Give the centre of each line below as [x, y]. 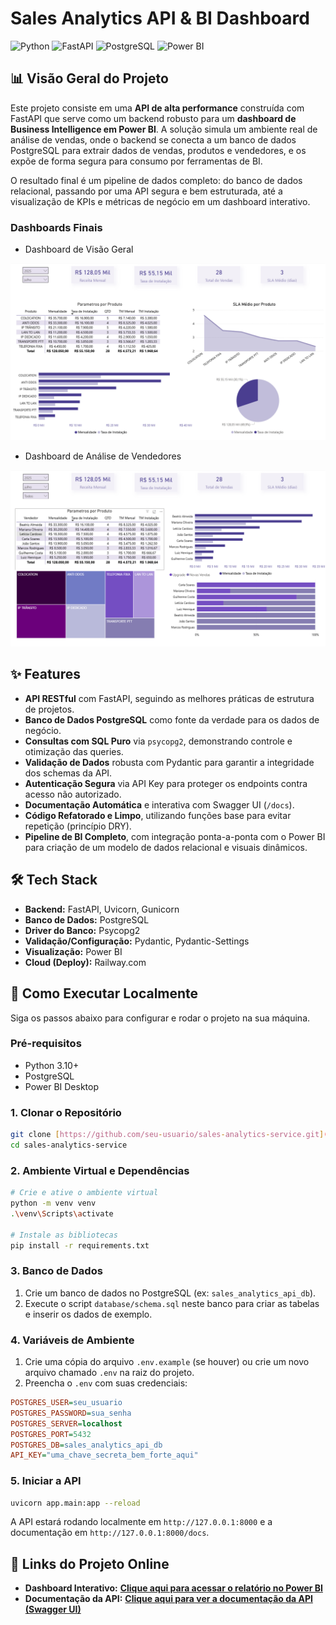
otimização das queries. [74, 751]
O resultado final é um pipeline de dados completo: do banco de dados [156, 180]
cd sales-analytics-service [69, 1145]
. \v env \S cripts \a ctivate [62, 1213]
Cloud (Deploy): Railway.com [85, 962]
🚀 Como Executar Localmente [104, 993]
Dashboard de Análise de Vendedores [103, 456]
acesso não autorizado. [73, 794]
